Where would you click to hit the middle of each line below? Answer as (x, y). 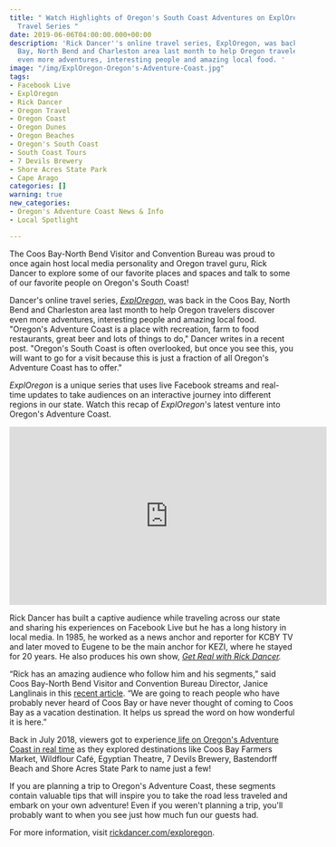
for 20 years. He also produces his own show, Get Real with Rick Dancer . (145, 656)
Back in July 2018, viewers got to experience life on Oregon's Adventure (144, 739)
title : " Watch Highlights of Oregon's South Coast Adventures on (137, 18)
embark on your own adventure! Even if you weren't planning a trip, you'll (146, 805)
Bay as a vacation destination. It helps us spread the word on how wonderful (152, 712)
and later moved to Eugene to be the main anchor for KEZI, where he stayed (151, 646)
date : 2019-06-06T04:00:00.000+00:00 (81, 34)
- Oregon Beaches (42, 136)
